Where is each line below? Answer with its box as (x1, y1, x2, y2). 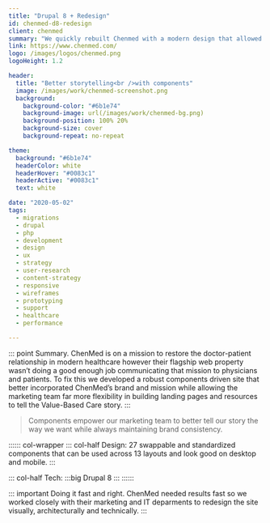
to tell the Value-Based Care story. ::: (8, 400, 131, 410)
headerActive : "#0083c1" (15, 176, 99, 185)
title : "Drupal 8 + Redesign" (8, 11, 111, 20)
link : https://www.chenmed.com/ (8, 42, 117, 50)
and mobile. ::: (8, 457, 56, 466)
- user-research (15, 266, 70, 274)
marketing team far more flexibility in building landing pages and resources (8, 391, 258, 401)
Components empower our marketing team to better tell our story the (27, 415, 259, 425)
